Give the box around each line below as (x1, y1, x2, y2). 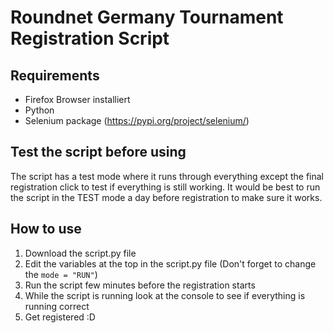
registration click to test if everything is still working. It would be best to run (10, 181, 321, 193)
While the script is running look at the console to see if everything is (24, 289, 306, 301)
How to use (10, 221, 82, 238)
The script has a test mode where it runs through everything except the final (10, 170, 324, 182)
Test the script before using (10, 144, 187, 161)
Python (24, 104, 55, 116)
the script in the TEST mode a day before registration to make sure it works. (10, 191, 323, 203)
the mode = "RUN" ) (24, 268, 98, 280)
